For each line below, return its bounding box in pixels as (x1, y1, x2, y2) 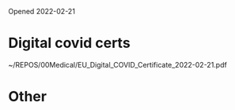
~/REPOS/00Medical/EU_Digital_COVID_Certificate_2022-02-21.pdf (8, 60, 227, 69)
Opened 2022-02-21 (8, 7, 75, 16)
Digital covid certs (8, 35, 131, 52)
